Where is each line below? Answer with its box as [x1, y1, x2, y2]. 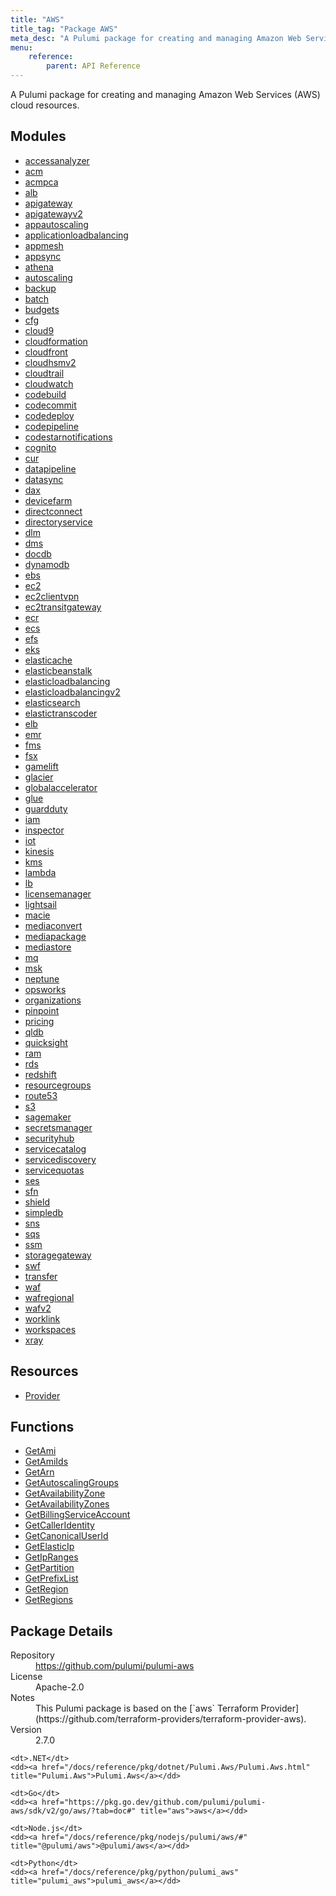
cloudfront [24, 346, 68, 358]
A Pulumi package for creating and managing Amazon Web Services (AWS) [10, 89, 321, 100]
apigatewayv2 [24, 207, 83, 220]
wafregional [24, 1291, 75, 1303]
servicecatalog [24, 1142, 87, 1155]
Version [10, 1724, 42, 1736]
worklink [24, 1312, 61, 1325]
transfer [24, 1270, 58, 1282]
